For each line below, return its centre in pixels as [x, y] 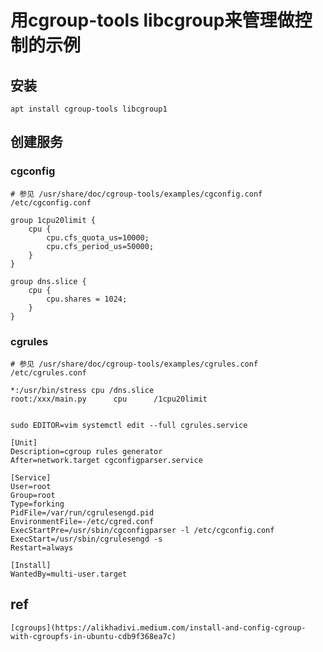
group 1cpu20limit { [53, 220]
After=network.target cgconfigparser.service [106, 460]
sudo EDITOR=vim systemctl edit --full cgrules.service [129, 425]
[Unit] [24, 442]
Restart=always [42, 547]
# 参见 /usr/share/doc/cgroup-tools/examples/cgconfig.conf [136, 194]
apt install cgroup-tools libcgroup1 [89, 109]
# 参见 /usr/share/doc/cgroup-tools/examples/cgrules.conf [134, 364]
